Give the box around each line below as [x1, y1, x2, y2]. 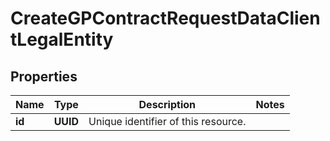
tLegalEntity [10, 28, 114, 51]
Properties [10, 68, 78, 85]
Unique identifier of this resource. [88, 115, 247, 128]
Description [138, 98, 196, 111]
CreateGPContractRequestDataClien [10, 7, 321, 30]
